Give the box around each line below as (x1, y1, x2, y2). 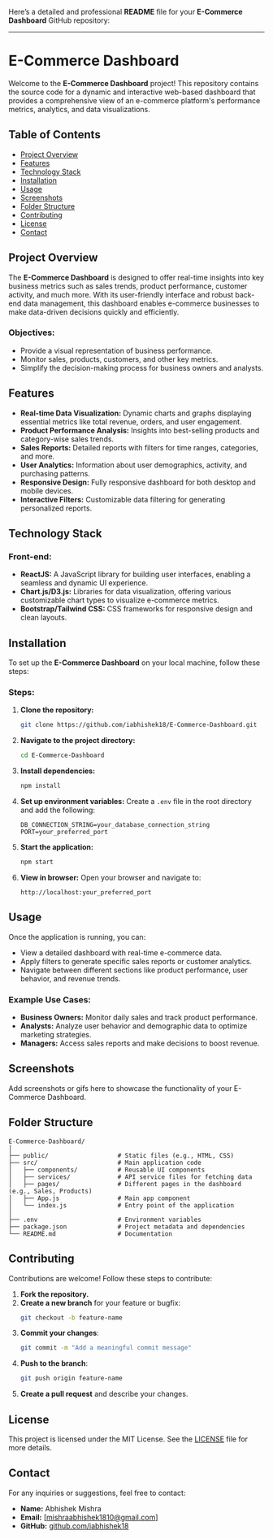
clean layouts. (19, 613, 67, 623)
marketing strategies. (19, 1030, 92, 1040)
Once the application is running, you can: (8, 932, 146, 941)
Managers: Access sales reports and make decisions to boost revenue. (19, 1038, 260, 1048)
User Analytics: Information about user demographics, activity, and (19, 459, 248, 470)
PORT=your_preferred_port (19, 828, 108, 837)
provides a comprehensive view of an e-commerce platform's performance (8, 95, 261, 105)
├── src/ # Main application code (8, 1159, 201, 1167)
